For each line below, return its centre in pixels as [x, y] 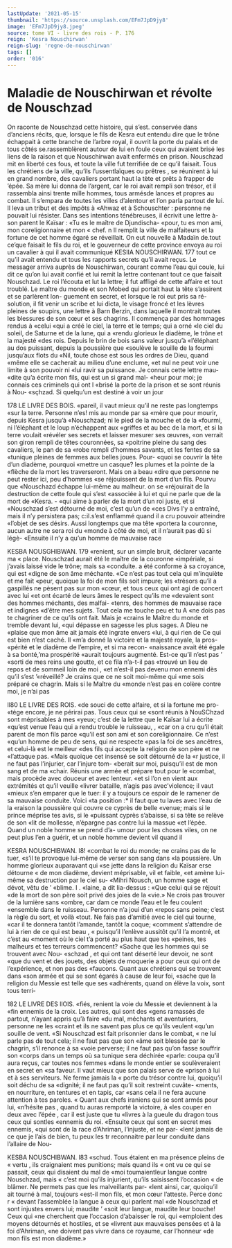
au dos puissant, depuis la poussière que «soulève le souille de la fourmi [110, 348]
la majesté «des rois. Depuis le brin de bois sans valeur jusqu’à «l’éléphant [113, 340]
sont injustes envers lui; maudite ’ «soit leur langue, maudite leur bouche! [111, 1209]
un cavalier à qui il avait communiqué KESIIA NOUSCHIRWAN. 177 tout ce [112, 252]
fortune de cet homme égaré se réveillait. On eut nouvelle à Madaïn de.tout [114, 237]
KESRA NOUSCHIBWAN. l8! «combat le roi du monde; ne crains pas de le [112, 850]
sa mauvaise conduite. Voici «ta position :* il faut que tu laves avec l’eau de [114, 800]
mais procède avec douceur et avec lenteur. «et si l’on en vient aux [102, 778]
